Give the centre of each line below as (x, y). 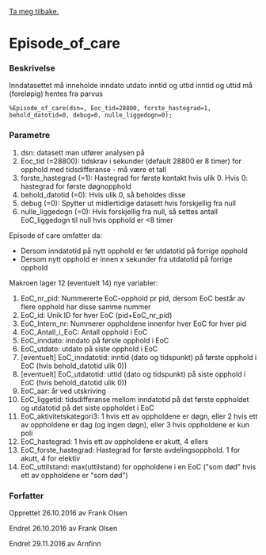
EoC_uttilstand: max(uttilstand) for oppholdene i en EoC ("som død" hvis (138, 466)
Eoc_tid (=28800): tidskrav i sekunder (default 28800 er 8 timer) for (131, 161)
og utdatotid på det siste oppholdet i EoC (87, 408)
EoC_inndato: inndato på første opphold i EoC (95, 340)
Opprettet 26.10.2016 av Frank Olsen (68, 513)
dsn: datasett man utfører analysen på (82, 152)
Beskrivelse (32, 68)
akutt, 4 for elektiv (50, 458)
